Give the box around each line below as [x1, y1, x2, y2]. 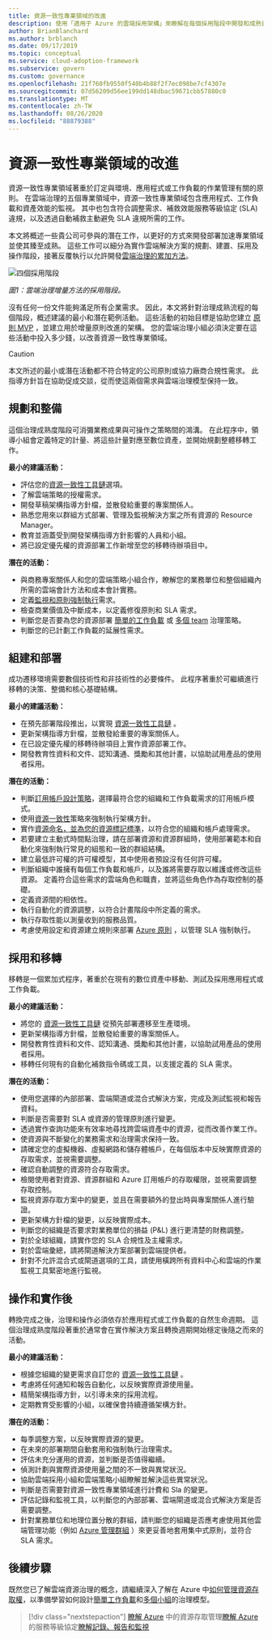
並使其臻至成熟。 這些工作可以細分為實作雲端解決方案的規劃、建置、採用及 [8, 241, 259, 250]
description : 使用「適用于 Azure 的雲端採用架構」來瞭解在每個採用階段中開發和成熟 [8, 19, 261, 28]
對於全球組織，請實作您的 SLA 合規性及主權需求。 [19, 1236, 188, 1245]
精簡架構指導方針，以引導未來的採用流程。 [19, 1390, 163, 1399]
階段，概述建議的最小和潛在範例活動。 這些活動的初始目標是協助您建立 [15, 313, 252, 322]
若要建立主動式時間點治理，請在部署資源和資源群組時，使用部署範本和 [19, 834, 255, 844]
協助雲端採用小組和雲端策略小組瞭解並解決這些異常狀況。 [19, 1475, 212, 1484]
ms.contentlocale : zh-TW [8, 102, 92, 110]
